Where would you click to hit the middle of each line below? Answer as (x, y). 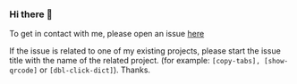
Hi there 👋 (31, 14)
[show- (276, 62)
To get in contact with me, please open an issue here (107, 34)
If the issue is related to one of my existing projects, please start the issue (145, 51)
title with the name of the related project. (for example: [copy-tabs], (135, 61)
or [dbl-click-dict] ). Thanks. (95, 70)
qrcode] (24, 71)
